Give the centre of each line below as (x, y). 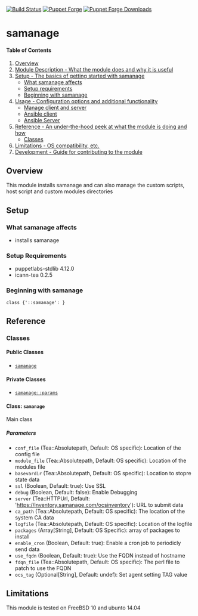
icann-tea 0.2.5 (33, 275)
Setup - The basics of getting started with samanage (80, 76)
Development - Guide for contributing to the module (79, 152)
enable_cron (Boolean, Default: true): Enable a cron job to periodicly (98, 543)
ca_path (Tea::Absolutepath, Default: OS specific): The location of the (100, 511)
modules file (30, 467)
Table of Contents (29, 50)
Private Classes (26, 379)
